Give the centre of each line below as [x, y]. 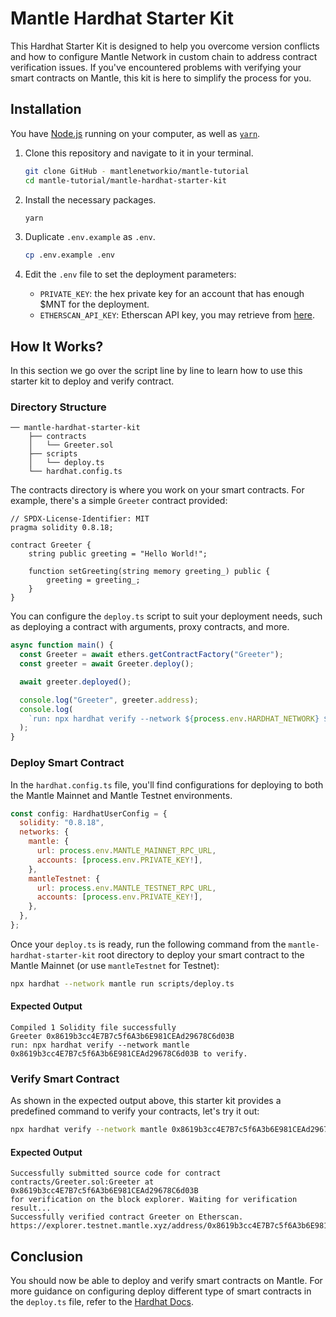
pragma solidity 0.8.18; [62, 528]
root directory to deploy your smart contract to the [201, 954]
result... [31, 1208]
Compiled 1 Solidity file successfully [93, 1027]
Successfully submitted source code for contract [116, 1173]
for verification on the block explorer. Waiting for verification [154, 1200]
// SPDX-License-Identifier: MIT [80, 519]
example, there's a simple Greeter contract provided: [119, 501]
